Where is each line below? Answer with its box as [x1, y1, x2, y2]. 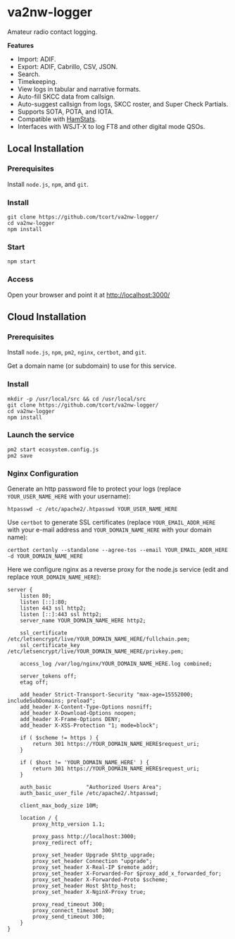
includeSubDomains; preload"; [7, 697, 96, 705]
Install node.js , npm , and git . [7, 180, 89, 188]
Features [7, 41, 34, 49]
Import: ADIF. [17, 54, 56, 63]
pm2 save [7, 452, 33, 459]
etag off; [20, 679, 49, 686]
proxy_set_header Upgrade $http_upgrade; [32, 852, 156, 859]
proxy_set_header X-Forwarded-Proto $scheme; [32, 876, 169, 883]
